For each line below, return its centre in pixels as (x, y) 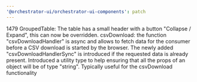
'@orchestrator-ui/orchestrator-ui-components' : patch (76, 12)
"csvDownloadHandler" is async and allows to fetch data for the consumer (98, 41)
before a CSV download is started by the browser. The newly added (90, 48)
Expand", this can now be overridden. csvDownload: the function (86, 35)
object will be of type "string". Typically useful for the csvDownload (89, 67)
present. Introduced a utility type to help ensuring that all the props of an (96, 60)
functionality (22, 72)
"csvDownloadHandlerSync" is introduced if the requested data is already (97, 53)
